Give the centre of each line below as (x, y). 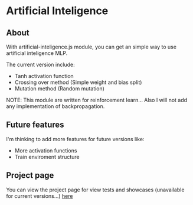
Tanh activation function (44, 76)
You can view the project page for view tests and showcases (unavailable (95, 190)
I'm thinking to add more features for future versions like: (75, 139)
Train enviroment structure (47, 157)
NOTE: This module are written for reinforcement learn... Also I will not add (97, 100)
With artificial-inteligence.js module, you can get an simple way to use (91, 47)
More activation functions (46, 150)
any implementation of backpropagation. (55, 106)
